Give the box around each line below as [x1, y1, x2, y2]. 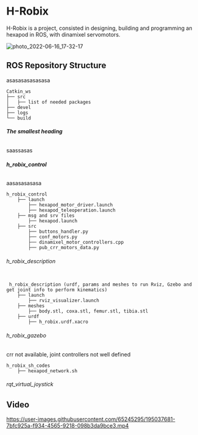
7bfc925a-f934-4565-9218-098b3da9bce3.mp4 [6, 422, 129, 430]
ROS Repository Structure [6, 60, 107, 71]
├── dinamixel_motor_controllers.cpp [28, 239, 124, 246]
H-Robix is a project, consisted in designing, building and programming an [6, 24, 193, 32]
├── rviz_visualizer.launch [28, 297, 99, 304]
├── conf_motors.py [28, 234, 78, 240]
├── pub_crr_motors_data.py [28, 245, 99, 251]
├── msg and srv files [17, 213, 75, 219]
